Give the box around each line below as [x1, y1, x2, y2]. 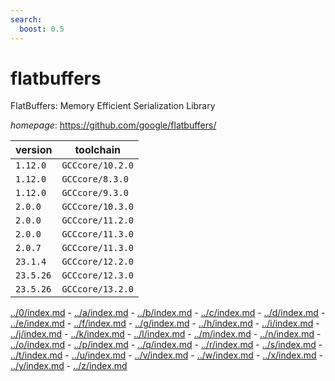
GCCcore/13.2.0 [61, 284, 134, 295]
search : [10, 14, 43, 25]
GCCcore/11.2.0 [61, 215, 134, 226]
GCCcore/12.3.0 [61, 270, 134, 281]
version [15, 143, 53, 157]
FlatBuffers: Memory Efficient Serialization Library [10, 100, 216, 112]
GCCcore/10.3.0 [61, 201, 134, 213]
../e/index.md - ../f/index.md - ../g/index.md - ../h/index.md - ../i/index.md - [10, 317, 320, 330]
